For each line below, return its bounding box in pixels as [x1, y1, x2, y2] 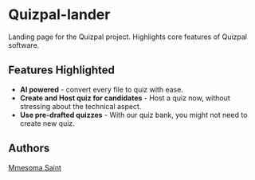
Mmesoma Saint [8, 162, 62, 172]
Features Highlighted [8, 64, 116, 77]
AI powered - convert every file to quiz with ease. [19, 84, 183, 94]
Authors [8, 142, 50, 155]
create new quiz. [19, 118, 76, 128]
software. [8, 40, 40, 49]
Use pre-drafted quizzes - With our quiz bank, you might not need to [19, 110, 248, 119]
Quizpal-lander [8, 6, 111, 24]
